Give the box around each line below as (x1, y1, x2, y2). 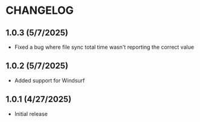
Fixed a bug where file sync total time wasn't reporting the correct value (14, 43, 195, 50)
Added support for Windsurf (14, 76, 85, 84)
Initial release (14, 110, 48, 117)
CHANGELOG (5, 4, 74, 17)
